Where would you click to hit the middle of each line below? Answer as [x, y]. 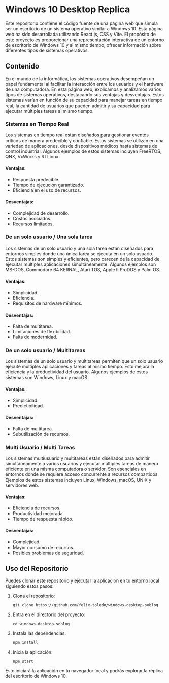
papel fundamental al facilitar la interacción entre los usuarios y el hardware [84, 84]
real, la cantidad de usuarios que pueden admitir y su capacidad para [78, 106]
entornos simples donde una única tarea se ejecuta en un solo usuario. [79, 253]
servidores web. [22, 485]
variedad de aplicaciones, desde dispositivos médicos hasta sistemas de [81, 146]
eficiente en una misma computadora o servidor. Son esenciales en [76, 469]
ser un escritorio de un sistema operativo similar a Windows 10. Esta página [84, 28]
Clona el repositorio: [34, 596]
